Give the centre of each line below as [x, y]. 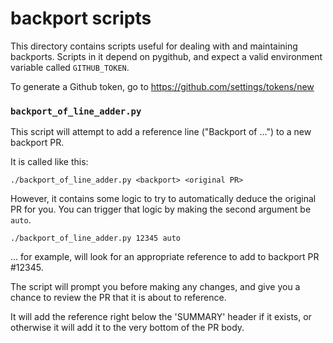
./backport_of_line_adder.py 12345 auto [96, 238]
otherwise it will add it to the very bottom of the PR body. [127, 328]
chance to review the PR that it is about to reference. [118, 298]
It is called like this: [49, 162]
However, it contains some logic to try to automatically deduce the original [163, 199]
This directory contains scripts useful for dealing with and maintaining [154, 46]
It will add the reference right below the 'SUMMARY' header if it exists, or [161, 317]
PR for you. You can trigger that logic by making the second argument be [161, 209]
